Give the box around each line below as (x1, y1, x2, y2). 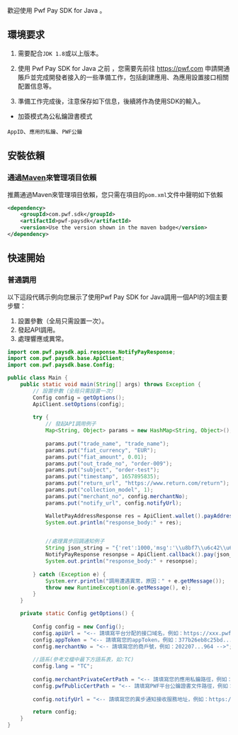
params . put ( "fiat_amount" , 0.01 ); (45, 453, 147, 461)
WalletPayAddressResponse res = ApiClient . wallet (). (45, 512, 204, 520)
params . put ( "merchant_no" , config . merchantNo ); (45, 493, 189, 500)
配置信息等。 (17, 82, 55, 90)
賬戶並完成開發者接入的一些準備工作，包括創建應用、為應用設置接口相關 (17, 73, 229, 82)
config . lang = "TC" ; (33, 663, 93, 670)
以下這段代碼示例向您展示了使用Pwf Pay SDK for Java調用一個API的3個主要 (7, 293, 228, 301)
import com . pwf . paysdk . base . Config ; (7, 361, 115, 369)
